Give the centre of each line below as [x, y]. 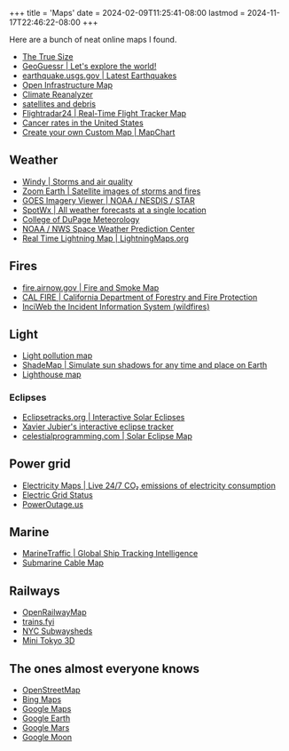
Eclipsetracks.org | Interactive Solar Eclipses [103, 417]
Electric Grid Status [57, 495]
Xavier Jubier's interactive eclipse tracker [98, 427]
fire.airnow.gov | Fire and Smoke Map [90, 287]
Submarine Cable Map [63, 563]
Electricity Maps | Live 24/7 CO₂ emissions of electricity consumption [149, 485]
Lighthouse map [51, 375]
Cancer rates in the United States [82, 123]
